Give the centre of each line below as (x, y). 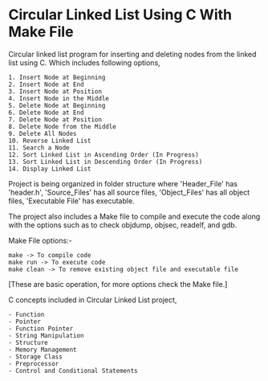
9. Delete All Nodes (43, 133)
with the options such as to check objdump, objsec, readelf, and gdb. (123, 225)
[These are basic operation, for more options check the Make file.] (118, 284)
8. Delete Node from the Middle (62, 126)
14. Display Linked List (50, 169)
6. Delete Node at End (46, 113)
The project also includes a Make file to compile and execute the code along (134, 216)
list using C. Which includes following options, (84, 63)
